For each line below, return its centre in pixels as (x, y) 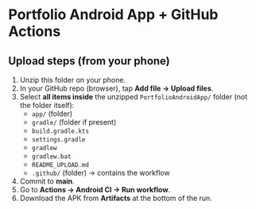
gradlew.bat (51, 157)
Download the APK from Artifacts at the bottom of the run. (116, 198)
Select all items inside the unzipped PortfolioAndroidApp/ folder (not (134, 97)
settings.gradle (58, 140)
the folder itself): (47, 105)
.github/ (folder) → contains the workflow (101, 173)
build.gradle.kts (60, 131)
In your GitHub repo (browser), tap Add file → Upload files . (116, 88)
